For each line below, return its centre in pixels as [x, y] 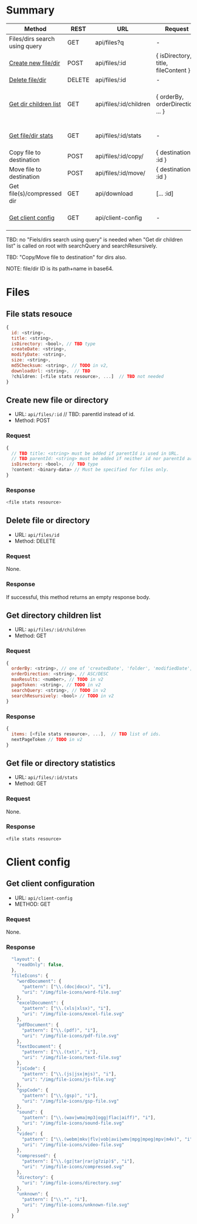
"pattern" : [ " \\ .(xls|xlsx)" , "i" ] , [66, 1009]
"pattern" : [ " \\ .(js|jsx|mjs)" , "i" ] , [69, 1074]
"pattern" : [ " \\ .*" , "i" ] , [55, 1199]
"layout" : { [26, 959]
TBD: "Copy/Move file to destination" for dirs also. [67, 257]
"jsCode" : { [31, 1069]
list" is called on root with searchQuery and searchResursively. [81, 246]
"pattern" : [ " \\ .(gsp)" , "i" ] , [60, 1096]
